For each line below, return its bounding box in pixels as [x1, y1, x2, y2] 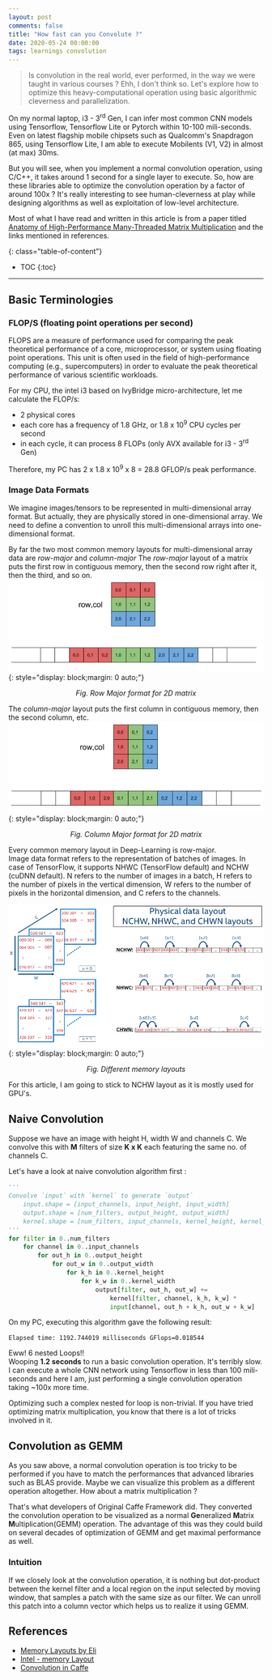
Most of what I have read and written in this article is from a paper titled [8, 213, 247, 223]
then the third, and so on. [8, 570, 93, 580]
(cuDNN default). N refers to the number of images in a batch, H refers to [8, 870, 253, 880]
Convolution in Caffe [19, 1663, 89, 1673]
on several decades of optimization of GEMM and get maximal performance [8, 1528, 261, 1538]
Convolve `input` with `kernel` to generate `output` [8, 1192, 194, 1200]
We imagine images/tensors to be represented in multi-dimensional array [8, 503, 252, 513]
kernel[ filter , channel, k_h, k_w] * [109, 1294, 237, 1303]
